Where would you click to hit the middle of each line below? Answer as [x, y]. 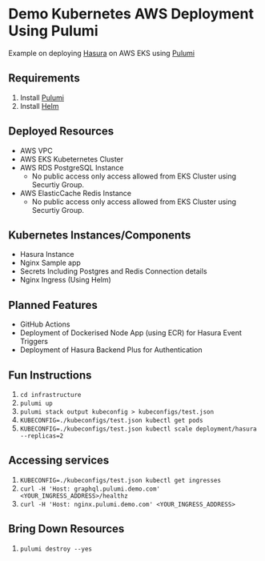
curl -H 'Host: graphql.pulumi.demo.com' [90, 489]
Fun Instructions [50, 375]
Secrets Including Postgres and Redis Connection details [113, 271]
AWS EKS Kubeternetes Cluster [72, 159]
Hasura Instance [47, 254]
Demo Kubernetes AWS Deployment [131, 14]
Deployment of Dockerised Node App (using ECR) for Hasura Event [131, 333]
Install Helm [39, 106]
